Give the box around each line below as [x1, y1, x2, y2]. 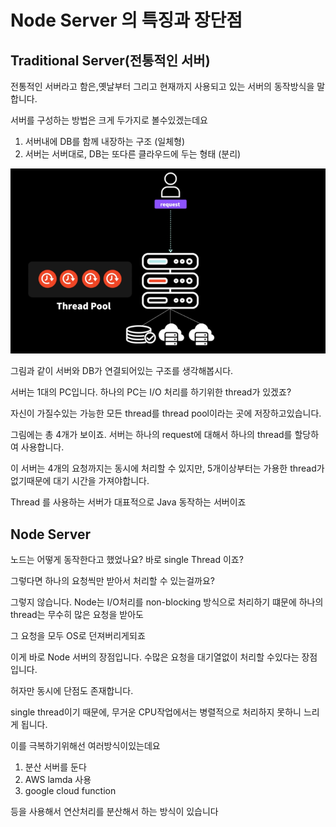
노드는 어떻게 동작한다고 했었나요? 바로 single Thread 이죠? [10, 554, 244, 566]
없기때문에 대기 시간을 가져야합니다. [10, 475, 150, 487]
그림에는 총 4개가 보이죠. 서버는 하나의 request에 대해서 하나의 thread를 [10, 429, 293, 441]
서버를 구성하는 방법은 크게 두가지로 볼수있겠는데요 [10, 114, 208, 126]
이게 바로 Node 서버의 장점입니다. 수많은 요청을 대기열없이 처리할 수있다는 [10, 651, 300, 663]
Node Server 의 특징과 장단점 [10, 9, 243, 32]
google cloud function [24, 785, 117, 797]
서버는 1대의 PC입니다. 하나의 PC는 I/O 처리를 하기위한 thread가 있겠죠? [10, 386, 292, 398]
